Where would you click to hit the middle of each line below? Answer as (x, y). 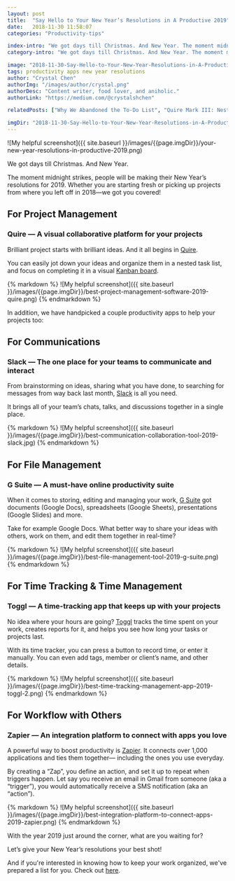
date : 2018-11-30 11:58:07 (50, 27)
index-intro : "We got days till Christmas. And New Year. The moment (111, 46)
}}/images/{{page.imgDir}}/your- (169, 143)
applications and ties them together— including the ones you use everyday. (116, 758)
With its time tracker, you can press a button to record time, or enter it (108, 650)
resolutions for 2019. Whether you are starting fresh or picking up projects (114, 185)
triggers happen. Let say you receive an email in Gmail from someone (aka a (117, 779)
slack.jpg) (22, 443)
